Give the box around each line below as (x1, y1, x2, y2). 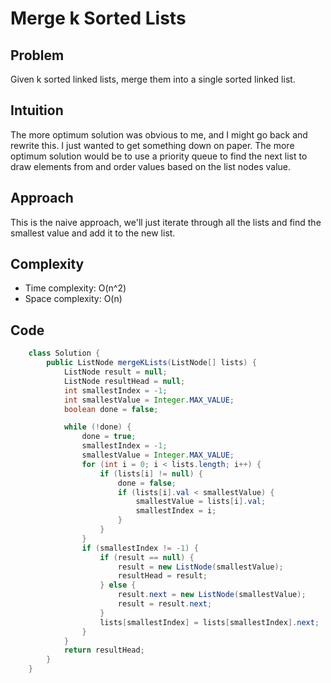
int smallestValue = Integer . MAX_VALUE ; (63, 395, 235, 405)
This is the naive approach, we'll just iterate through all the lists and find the (10, 216, 322, 228)
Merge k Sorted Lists (10, 7, 187, 30)
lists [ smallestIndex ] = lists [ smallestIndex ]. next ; (99, 617, 320, 627)
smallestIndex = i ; (135, 506, 217, 516)
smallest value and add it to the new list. (10, 227, 176, 239)
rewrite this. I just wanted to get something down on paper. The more (10, 139, 295, 151)
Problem (10, 47, 65, 64)
